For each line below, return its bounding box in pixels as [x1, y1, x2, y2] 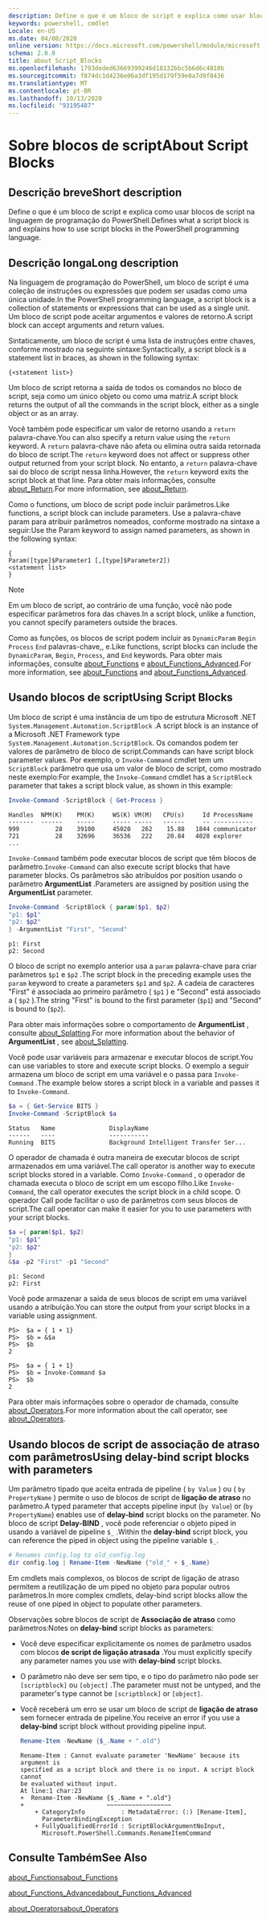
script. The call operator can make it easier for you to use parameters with [8, 1204, 252, 1213]
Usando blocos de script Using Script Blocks [8, 691, 233, 705]
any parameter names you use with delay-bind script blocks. [19, 1656, 223, 1665]
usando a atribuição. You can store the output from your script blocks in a [8, 1303, 251, 1312]
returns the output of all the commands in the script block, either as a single [8, 400, 260, 410]
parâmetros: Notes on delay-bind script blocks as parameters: [8, 1623, 214, 1632]
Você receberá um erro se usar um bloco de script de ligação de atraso [19, 1704, 259, 1714]
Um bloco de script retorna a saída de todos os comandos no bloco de [8, 382, 243, 392]
